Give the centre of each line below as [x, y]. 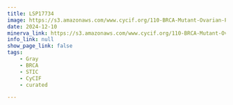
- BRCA [29, 65]
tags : [15, 53]
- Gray [29, 59]
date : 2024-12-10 [32, 26]
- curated [34, 85]
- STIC [29, 72]
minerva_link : [28, 33]
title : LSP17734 [31, 14]
